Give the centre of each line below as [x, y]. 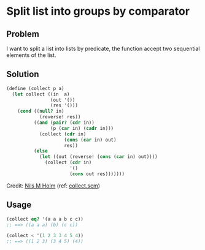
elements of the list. [31, 55]
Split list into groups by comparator [98, 11]
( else [41, 151]
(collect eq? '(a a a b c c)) [45, 219]
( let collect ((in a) [41, 94]
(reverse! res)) [60, 117]
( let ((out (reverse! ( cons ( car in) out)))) [98, 157]
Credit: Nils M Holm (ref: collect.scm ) [53, 186]
